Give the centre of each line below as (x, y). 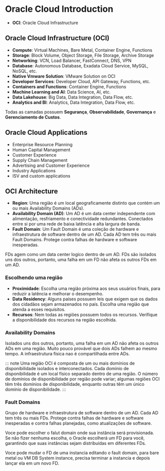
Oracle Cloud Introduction (59, 9)
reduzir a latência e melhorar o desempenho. (58, 293)
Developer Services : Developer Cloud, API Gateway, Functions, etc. (81, 81)
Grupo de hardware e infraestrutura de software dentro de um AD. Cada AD (82, 413)
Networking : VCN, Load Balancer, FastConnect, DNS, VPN (72, 61)
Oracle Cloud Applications (46, 133)
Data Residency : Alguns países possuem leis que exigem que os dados (85, 299)
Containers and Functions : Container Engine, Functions (69, 87)
